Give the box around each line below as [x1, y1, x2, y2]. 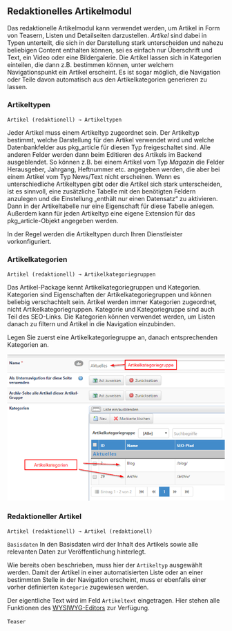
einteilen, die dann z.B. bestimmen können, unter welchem [7, 60, 174, 68]
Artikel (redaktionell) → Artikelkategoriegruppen [7, 271, 156, 279]
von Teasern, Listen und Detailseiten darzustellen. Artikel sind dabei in [7, 31, 207, 39]
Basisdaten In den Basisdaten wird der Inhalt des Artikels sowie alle [7, 540, 199, 548]
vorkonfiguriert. [7, 238, 52, 246]
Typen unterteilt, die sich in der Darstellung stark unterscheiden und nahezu [7, 38, 224, 47]
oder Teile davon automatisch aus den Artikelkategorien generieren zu [7, 75, 207, 84]
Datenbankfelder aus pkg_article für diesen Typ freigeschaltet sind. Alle [7, 143, 211, 151]
